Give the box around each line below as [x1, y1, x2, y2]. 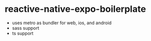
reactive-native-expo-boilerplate [5, 3, 146, 15]
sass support [12, 25, 40, 31]
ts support [12, 30, 34, 36]
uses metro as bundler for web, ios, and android [12, 20, 112, 26]
